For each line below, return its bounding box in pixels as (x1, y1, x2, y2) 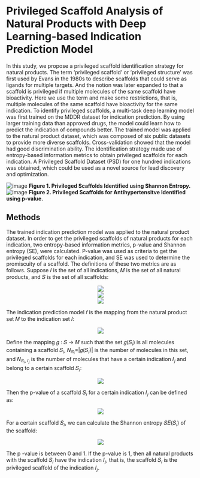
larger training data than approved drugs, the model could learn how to (6, 119, 181, 127)
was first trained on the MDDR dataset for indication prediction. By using (6, 113, 185, 121)
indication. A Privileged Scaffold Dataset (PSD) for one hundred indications (6, 158, 191, 165)
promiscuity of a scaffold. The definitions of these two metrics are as (6, 260, 177, 267)
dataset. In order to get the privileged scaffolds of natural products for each (6, 235, 193, 242)
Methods (6, 212, 41, 223)
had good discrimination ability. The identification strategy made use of (6, 145, 182, 152)
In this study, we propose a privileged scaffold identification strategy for (6, 62, 184, 70)
